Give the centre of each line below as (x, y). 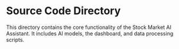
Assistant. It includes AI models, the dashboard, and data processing (90, 33)
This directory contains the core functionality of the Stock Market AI (89, 27)
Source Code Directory (64, 11)
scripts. (15, 40)
